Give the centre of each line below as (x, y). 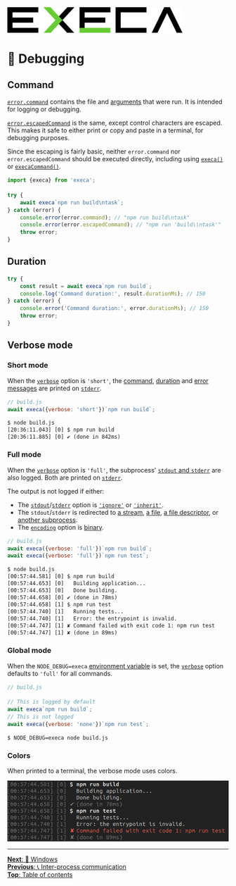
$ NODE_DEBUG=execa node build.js (58, 738)
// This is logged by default (52, 702)
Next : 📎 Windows (33, 859)
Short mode (28, 366)
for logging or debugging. (45, 109)
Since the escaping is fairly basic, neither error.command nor (94, 151)
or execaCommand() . (34, 167)
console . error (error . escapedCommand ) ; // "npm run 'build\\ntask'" (120, 225)
